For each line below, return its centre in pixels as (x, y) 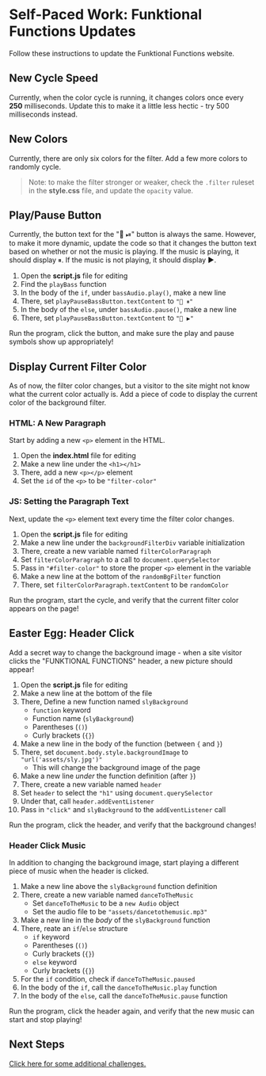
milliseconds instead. (44, 114)
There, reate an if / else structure (74, 928)
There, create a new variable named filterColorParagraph (116, 551)
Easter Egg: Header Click (72, 633)
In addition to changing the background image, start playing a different (124, 862)
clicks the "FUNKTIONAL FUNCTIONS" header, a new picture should (121, 661)
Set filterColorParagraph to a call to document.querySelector (120, 559)
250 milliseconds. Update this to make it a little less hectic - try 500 (119, 105)
